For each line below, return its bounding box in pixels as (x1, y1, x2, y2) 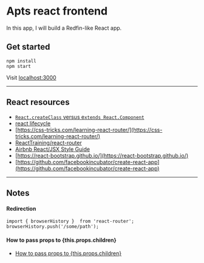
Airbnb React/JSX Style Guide (15, 145, 90, 153)
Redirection (6, 205, 36, 212)
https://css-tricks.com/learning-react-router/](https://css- (17, 126, 163, 133)
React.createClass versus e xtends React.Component (15, 113, 144, 121)
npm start (6, 63, 32, 69)
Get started (6, 42, 50, 52)
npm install (6, 58, 36, 64)
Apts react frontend (6, 4, 108, 18)
